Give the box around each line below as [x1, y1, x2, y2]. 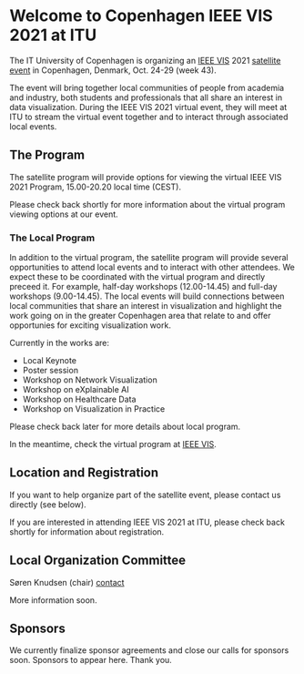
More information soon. [9, 594, 97, 606]
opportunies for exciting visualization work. [9, 320, 171, 331]
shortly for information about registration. [9, 526, 165, 537]
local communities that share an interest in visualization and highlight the [9, 301, 282, 311]
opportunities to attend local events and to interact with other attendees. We [9, 261, 296, 273]
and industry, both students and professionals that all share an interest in [9, 92, 283, 103]
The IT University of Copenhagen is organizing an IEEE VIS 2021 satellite [9, 55, 281, 66]
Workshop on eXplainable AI [22, 384, 129, 395]
